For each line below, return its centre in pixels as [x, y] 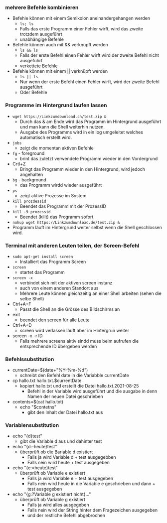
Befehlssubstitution [30, 359]
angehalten [31, 174]
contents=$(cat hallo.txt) [38, 402]
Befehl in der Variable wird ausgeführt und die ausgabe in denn [92, 391]
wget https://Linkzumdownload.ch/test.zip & [59, 117]
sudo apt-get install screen [43, 257]
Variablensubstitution [32, 425]
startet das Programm [42, 272]
